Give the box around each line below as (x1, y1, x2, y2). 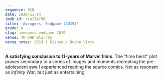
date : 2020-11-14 (5, 12, 41, 17)
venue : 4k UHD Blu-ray (5, 35, 52, 40)
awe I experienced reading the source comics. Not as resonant (29, 64, 158, 70)
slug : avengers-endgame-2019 (5, 30, 66, 35)
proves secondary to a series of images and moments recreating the (5, 58, 146, 65)
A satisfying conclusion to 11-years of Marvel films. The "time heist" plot (5, 53, 157, 59)
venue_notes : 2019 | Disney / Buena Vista (5, 40, 95, 45)
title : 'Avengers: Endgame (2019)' (5, 21, 79, 26)
